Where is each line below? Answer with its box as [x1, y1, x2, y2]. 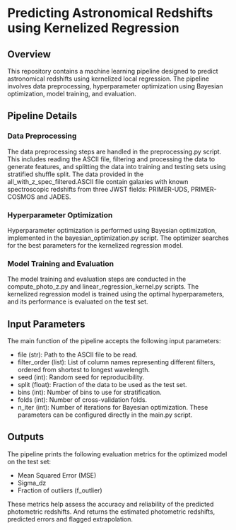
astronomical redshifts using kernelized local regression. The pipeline [7, 74, 210, 83]
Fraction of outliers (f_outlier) [17, 486, 102, 495]
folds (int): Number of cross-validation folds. [17, 396, 147, 404]
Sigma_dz [17, 478, 47, 487]
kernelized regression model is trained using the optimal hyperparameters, [7, 290, 225, 299]
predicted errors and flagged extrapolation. [7, 514, 133, 523]
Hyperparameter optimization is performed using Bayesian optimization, [7, 226, 217, 234]
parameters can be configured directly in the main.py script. [17, 410, 193, 419]
